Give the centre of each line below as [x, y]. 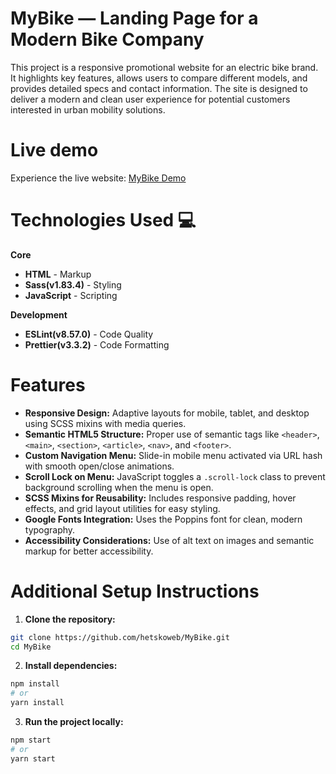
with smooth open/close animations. [99, 466]
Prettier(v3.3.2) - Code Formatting [97, 344]
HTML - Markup [58, 274]
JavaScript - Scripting [71, 295]
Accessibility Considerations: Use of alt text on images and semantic [169, 540]
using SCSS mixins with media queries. [105, 423]
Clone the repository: [70, 619]
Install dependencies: [71, 666]
